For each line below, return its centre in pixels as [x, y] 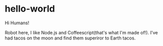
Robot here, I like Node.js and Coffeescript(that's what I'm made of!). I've [81, 32]
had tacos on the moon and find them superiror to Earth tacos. [70, 38]
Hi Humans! [17, 23]
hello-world [30, 9]
